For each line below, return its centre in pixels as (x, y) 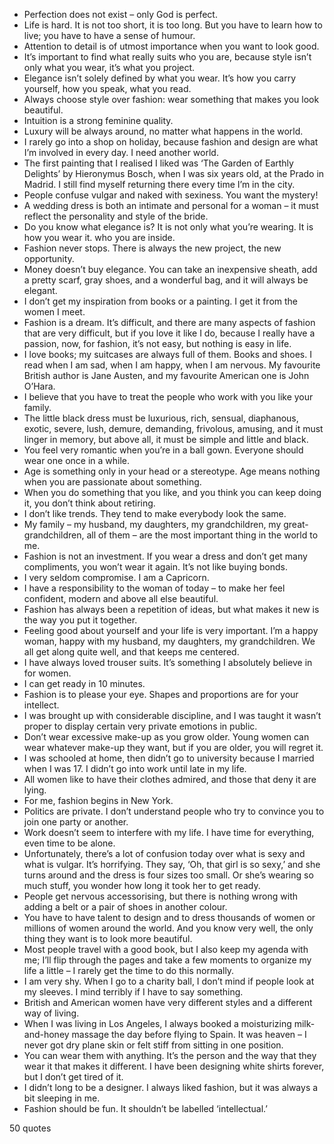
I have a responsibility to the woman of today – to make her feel (154, 588)
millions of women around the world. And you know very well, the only (168, 928)
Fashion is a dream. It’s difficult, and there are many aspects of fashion (169, 322)
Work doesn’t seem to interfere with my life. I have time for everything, (169, 832)
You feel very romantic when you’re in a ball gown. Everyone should (163, 450)
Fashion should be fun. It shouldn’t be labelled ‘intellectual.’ (145, 1108)
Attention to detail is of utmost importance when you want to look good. (171, 46)
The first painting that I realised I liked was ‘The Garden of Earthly (158, 163)
